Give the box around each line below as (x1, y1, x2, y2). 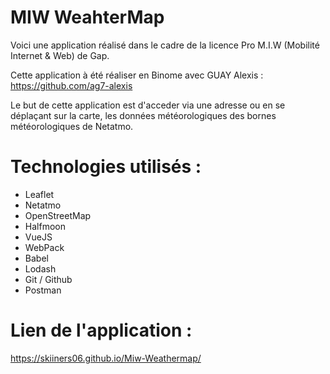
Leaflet (24, 188, 55, 200)
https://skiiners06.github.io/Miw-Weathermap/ (10, 352, 202, 364)
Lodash (24, 262, 57, 275)
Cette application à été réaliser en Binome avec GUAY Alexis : (10, 69, 264, 81)
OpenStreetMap (24, 209, 92, 221)
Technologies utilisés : (10, 156, 202, 178)
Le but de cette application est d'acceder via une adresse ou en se (10, 99, 286, 111)
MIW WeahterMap (10, 6, 165, 29)
